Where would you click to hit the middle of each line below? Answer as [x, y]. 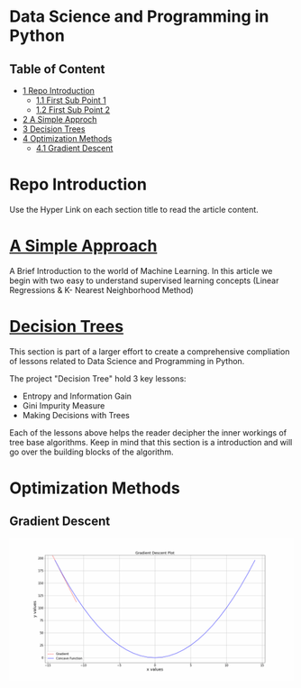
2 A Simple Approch [59, 119]
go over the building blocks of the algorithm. [91, 452]
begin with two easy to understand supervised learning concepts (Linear [144, 280]
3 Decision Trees [54, 129]
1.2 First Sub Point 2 [73, 110]
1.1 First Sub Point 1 [71, 100]
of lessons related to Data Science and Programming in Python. [127, 361]
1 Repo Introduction [58, 91]
